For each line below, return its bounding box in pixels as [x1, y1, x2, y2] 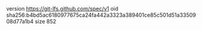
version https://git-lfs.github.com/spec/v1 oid [6, 5, 119, 12]
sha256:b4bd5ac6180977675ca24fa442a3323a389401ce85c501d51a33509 [6, 11, 197, 19]
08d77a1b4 [6, 18, 34, 25]
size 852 [35, 18, 57, 25]
